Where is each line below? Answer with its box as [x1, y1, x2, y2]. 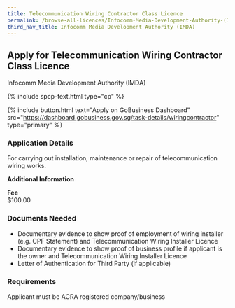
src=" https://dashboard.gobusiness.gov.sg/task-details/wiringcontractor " [7, 113, 220, 122]
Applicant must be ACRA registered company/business [7, 293, 166, 301]
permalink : [7, 17, 39, 24]
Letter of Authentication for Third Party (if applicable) [17, 259, 171, 267]
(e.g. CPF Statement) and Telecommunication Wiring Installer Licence [17, 237, 218, 245]
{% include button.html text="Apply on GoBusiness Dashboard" [7, 106, 190, 114]
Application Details [7, 138, 73, 148]
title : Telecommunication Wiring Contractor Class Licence [7, 10, 183, 17]
